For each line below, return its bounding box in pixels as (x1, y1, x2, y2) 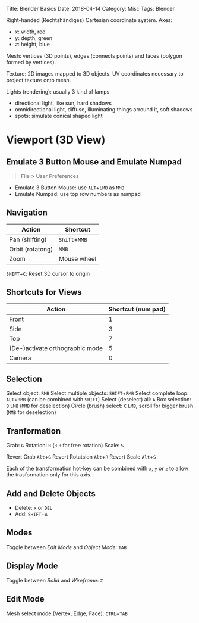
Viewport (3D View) (6, 133, 106, 147)
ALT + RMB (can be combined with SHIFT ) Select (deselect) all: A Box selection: (6, 396, 191, 403)
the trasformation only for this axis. (6, 471, 92, 478)
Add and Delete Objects (6, 488, 96, 499)
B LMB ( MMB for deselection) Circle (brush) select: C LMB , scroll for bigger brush (6, 402, 194, 410)
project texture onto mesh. (6, 77, 71, 83)
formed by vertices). (6, 59, 56, 66)
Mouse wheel (58, 254, 97, 263)
